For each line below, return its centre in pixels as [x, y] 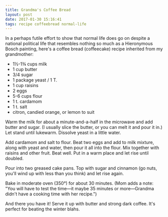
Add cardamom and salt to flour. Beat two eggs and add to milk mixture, [80, 142]
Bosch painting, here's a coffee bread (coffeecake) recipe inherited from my [84, 49]
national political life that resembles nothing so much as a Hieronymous [79, 44]
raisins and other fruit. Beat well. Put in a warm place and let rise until [77, 153]
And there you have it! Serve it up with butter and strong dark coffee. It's [80, 204]
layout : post [19, 15]
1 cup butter [25, 69]
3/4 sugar [23, 75]
